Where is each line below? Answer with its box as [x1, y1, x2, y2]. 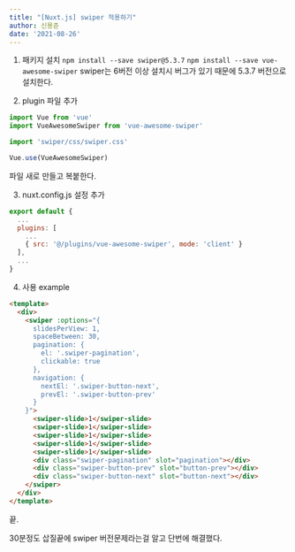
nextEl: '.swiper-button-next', [41, 381, 161, 390]
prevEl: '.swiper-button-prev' [41, 390, 156, 399]
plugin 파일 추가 [21, 96, 78, 106]
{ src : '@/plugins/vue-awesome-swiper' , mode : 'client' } [25, 240, 243, 249]
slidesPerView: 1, [32, 324, 101, 333]
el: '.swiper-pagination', [41, 349, 140, 358]
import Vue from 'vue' [9, 113, 93, 122]
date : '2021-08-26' [9, 29, 81, 38]
